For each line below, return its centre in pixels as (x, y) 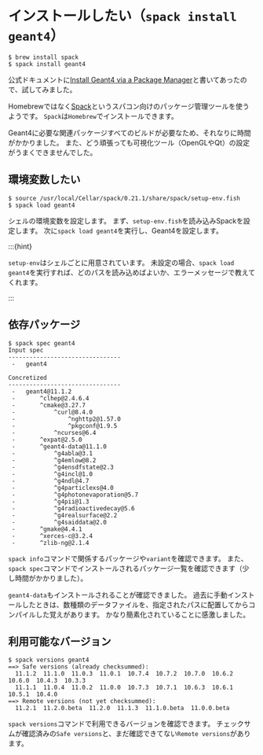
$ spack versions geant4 (49, 660)
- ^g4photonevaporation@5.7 (75, 495)
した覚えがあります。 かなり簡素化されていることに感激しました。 (142, 614)
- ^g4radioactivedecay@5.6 (73, 508)
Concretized (27, 377)
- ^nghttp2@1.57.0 (66, 419)
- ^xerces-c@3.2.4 (52, 536)
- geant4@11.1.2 (42, 391)
